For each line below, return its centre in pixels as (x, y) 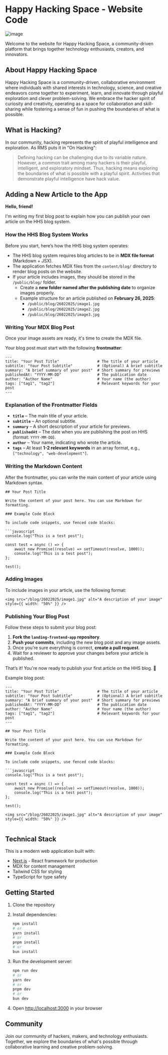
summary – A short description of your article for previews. (72, 426)
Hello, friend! (19, 207)
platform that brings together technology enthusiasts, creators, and (75, 49)
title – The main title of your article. (50, 416)
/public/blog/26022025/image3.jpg (63, 315)
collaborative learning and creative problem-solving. (59, 1046)
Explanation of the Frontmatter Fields (51, 405)
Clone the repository (34, 905)
